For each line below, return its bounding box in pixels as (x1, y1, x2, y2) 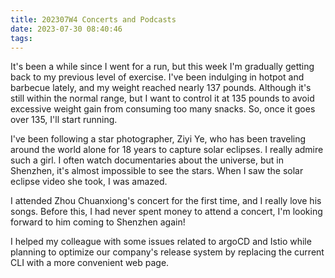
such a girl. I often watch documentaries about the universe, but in (10, 154, 284, 166)
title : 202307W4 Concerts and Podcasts (10, 14, 177, 25)
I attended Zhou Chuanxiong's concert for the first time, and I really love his (10, 195, 322, 207)
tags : (10, 33, 33, 43)
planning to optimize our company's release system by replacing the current (10, 246, 325, 258)
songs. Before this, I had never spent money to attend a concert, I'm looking (10, 206, 323, 218)
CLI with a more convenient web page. (10, 257, 170, 269)
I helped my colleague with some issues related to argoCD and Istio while (10, 236, 312, 248)
